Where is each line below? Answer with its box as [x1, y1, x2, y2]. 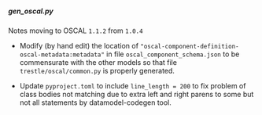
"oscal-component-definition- [140, 42, 239, 50]
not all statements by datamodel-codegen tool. [19, 98, 172, 107]
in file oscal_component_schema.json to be [105, 49, 240, 59]
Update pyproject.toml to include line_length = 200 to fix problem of [19, 81, 246, 90]
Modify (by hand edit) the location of [19, 41, 139, 50]
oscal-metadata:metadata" [19, 51, 105, 59]
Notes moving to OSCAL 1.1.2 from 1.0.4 [8, 26, 143, 35]
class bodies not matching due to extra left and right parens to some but [19, 89, 254, 99]
